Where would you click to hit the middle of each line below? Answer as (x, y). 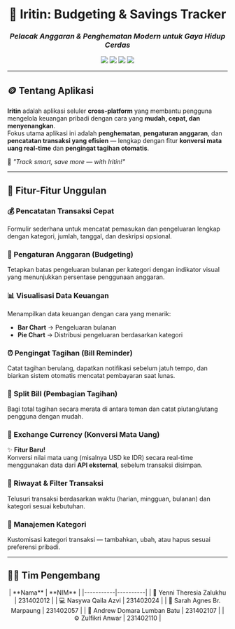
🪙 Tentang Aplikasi (51, 90)
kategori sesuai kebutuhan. (46, 506)
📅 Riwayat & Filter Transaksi (55, 483)
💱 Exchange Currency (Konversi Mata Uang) (84, 435)
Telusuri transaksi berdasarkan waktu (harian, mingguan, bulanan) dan (109, 499)
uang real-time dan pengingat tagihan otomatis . (78, 148)
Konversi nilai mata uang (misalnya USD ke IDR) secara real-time (100, 458)
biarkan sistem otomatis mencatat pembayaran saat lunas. (91, 375)
